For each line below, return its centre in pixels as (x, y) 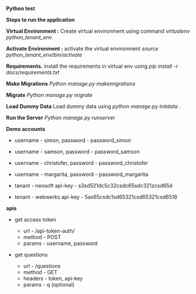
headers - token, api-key (53, 278)
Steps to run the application (40, 20)
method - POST (42, 237)
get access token (35, 219)
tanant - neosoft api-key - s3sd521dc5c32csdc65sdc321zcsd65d (93, 186)
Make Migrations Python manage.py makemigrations (71, 84)
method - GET (40, 272)
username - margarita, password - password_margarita (81, 174)
